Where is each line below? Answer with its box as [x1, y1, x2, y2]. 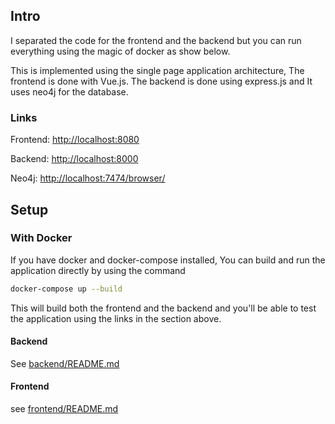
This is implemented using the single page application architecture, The [10, 64, 305, 76]
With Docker [10, 231, 73, 245]
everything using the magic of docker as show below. [10, 45, 231, 57]
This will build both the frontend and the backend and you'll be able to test [10, 302, 317, 314]
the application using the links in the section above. [10, 312, 222, 324]
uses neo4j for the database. [10, 85, 129, 98]
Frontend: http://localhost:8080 [10, 134, 140, 146]
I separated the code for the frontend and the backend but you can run [10, 34, 302, 46]
